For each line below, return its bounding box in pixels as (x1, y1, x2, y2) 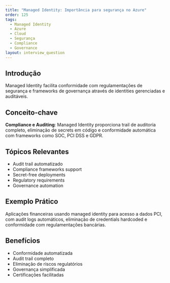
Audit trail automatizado (12, 161, 63, 167)
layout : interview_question (5, 50, 65, 55)
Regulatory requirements (12, 177, 65, 183)
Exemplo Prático (5, 197, 59, 206)
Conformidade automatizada (12, 250, 73, 256)
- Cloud (10, 31, 26, 36)
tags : (5, 17, 17, 22)
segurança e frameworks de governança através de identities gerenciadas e (5, 88, 165, 94)
